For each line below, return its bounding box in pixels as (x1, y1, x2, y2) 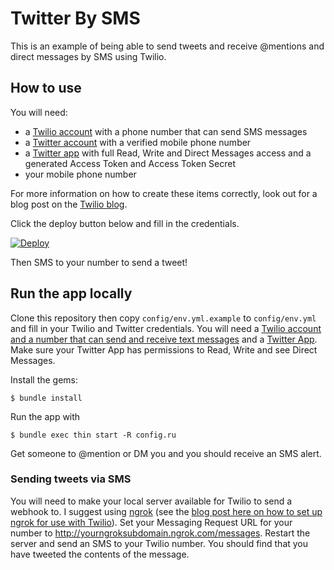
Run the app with (10, 410, 81, 422)
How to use (10, 80, 82, 97)
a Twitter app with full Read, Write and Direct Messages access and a (24, 147, 312, 159)
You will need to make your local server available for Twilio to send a (10, 495, 293, 507)
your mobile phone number (24, 168, 137, 180)
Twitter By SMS (10, 7, 141, 30)
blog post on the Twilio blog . (10, 198, 128, 210)
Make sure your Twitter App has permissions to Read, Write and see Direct (10, 343, 318, 356)
